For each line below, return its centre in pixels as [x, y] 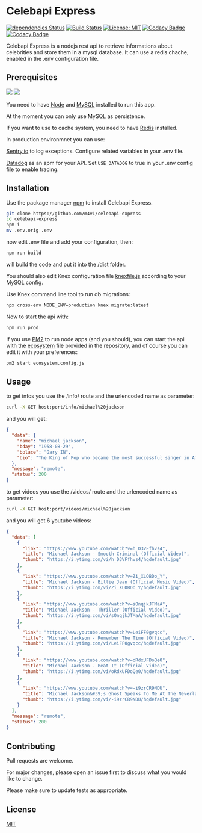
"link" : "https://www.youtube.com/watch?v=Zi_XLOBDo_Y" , [95, 576]
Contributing [31, 746]
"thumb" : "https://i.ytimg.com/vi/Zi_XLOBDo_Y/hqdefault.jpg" [102, 587]
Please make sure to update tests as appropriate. [67, 790]
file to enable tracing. [32, 169]
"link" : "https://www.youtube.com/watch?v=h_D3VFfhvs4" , [95, 548]
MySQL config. [25, 282]
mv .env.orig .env [29, 231]
